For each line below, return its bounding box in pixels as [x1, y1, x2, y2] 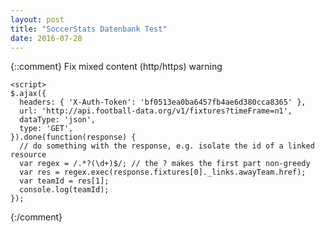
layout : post [10, 14, 65, 25]
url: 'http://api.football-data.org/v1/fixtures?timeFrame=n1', [19, 106, 293, 116]
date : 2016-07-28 [10, 33, 83, 43]
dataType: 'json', [19, 115, 97, 125]
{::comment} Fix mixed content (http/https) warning [10, 61, 223, 73]
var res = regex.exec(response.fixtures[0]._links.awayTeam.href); [19, 167, 307, 178]
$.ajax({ [10, 89, 47, 99]
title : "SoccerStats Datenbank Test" [10, 24, 168, 34]
